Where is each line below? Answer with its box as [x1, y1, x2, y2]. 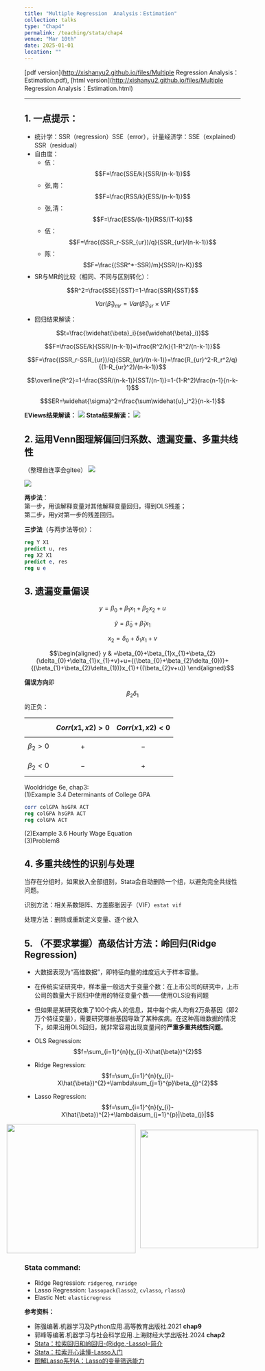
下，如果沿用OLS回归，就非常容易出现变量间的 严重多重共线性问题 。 [34, 1023, 227, 1031]
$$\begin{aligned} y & [49, 649, 112, 657]
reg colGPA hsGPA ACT [24, 810, 87, 817]
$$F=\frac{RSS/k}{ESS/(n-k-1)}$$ [95, 192, 191, 200]
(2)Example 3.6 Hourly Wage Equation [24, 829, 132, 837]
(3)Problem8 [24, 836, 60, 845]
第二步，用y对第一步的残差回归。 [24, 511, 118, 519]
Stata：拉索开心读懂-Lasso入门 [34, 1348, 124, 1356]
